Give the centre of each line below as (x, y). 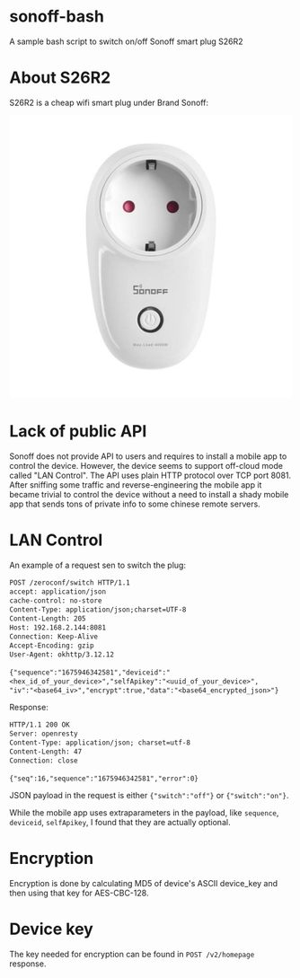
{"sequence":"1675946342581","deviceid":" (90, 672)
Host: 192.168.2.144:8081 (57, 627)
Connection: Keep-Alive (54, 636)
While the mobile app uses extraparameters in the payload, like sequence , (144, 812)
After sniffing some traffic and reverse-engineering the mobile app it (136, 485)
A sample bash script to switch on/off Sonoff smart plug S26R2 (126, 41)
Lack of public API (78, 432)
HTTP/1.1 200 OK (40, 725)
